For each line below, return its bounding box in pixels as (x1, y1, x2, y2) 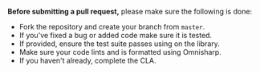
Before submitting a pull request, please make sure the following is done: (7, 7, 253, 16)
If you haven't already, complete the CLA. (18, 56, 156, 65)
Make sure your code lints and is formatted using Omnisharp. (18, 48, 221, 56)
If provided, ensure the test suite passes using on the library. (18, 39, 220, 48)
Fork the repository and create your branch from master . (18, 22, 205, 31)
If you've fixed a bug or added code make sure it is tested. (18, 31, 213, 40)
